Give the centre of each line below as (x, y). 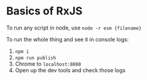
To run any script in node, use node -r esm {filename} (74, 28)
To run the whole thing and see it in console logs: (67, 39)
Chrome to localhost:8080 (48, 64)
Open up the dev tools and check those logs (70, 70)
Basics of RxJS (44, 11)
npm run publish (35, 58)
